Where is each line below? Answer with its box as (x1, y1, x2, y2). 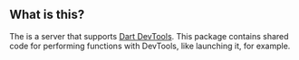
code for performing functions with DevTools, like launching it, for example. (9, 40, 291, 51)
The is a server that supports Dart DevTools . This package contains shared (9, 30, 289, 41)
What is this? (9, 7, 85, 22)
